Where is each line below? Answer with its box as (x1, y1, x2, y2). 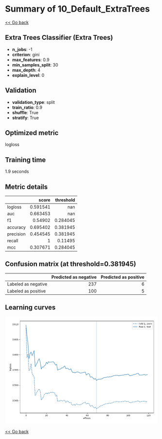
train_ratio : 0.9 (12, 104, 43, 110)
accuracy (7, 224, 26, 230)
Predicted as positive (100, 274, 145, 280)
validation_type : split (12, 99, 55, 105)
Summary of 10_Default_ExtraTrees (5, 3, 150, 15)
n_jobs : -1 (12, 46, 32, 52)
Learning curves (5, 304, 56, 312)
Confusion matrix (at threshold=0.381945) (5, 260, 137, 268)
